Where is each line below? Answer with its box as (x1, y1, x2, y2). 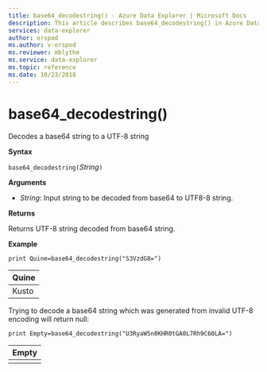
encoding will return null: (8, 314, 90, 324)
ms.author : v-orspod (8, 41, 77, 49)
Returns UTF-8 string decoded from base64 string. (8, 223, 176, 233)
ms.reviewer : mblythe (8, 48, 80, 56)
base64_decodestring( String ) (8, 162, 103, 172)
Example (8, 239, 38, 249)
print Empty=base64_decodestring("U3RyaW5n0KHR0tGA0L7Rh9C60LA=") (8, 329, 233, 338)
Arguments (8, 177, 47, 187)
